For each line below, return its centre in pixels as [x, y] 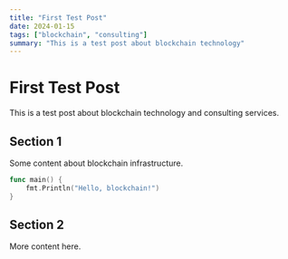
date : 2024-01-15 [42, 26]
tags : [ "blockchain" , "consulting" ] [78, 34]
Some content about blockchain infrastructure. [96, 163]
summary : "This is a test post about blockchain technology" [127, 43]
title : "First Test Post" [58, 18]
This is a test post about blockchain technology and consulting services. [144, 113]
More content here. [45, 246]
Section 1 [35, 141]
